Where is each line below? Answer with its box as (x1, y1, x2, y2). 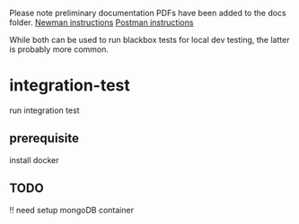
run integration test (9, 105, 80, 116)
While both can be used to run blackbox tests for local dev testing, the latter (9, 35, 290, 45)
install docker (9, 154, 60, 165)
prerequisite (9, 131, 79, 146)
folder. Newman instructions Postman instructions (9, 17, 194, 28)
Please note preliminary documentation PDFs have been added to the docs (9, 8, 286, 18)
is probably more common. (9, 44, 110, 55)
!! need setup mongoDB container (9, 204, 135, 215)
